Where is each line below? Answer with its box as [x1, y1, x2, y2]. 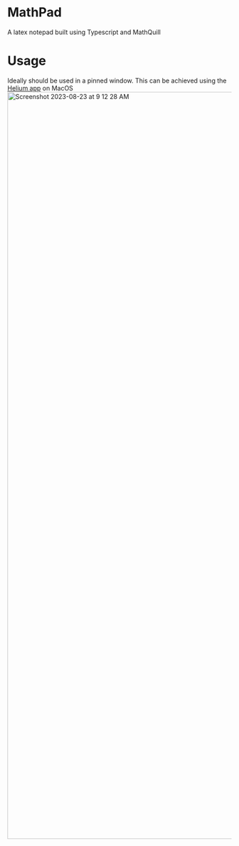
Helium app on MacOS [7, 83, 73, 92]
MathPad [7, 4, 62, 21]
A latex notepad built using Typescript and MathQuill [7, 28, 161, 36]
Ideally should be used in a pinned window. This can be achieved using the [7, 76, 227, 85]
